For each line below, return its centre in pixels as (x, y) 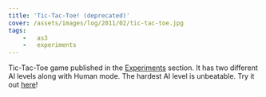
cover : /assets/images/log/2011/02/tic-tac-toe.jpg (96, 23)
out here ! (23, 85)
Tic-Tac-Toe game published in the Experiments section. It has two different (133, 68)
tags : (17, 30)
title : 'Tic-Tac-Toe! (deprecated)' (69, 16)
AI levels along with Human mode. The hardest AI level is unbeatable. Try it (131, 76)
